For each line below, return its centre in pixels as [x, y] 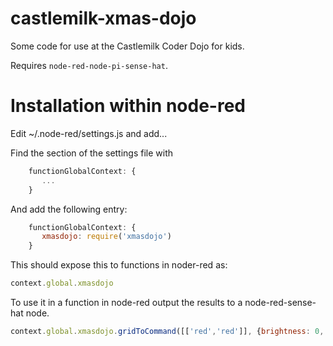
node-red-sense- [280, 302]
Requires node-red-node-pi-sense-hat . [89, 65]
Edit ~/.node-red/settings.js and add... [89, 133]
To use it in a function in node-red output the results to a [126, 302]
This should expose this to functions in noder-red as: [119, 265]
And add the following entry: [69, 209]
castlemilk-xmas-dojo [103, 18]
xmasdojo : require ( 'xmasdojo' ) [106, 237]
